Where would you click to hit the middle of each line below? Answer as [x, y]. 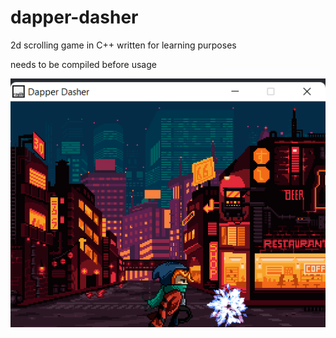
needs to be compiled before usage [83, 64]
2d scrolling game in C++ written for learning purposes [123, 45]
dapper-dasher [74, 17]
